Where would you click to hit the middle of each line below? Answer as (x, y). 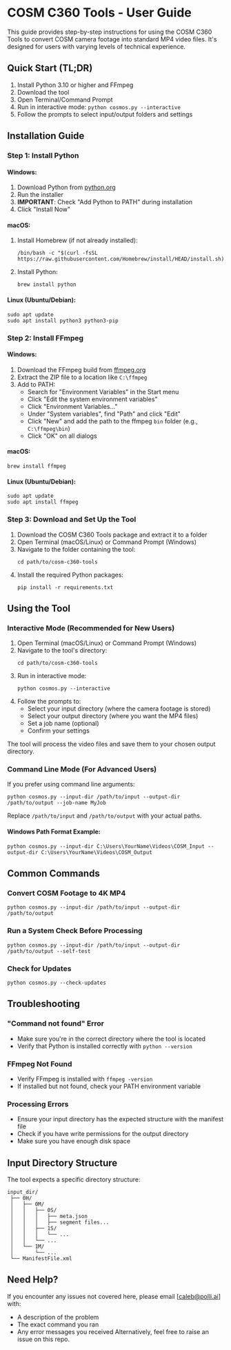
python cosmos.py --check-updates (57, 983)
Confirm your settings (58, 731)
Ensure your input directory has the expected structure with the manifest (120, 1119)
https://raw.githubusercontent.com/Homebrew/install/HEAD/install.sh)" (122, 259)
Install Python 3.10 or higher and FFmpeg (75, 85)
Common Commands (53, 874)
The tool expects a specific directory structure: (74, 1179)
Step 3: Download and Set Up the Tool (72, 519)
